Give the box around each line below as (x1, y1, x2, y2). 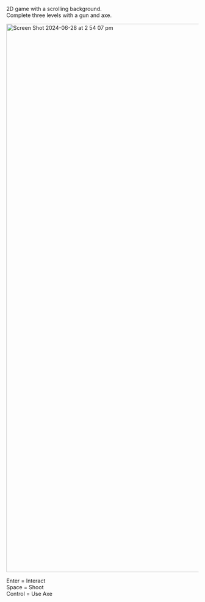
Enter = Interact (6, 577, 46, 584)
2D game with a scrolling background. (6, 5, 102, 12)
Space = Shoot (6, 584, 44, 590)
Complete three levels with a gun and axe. (6, 12, 112, 19)
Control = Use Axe (6, 590, 53, 597)
